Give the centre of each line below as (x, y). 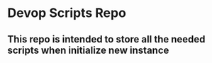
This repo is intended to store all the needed (106, 39)
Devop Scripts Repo (67, 13)
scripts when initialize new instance (88, 50)
